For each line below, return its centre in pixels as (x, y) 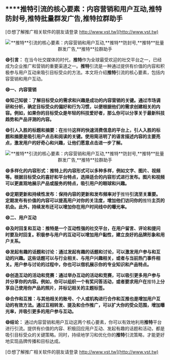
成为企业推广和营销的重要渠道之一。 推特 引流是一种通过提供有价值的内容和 (83, 66)
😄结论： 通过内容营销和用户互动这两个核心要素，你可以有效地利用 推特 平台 (83, 322)
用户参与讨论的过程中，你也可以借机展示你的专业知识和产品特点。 (83, 264)
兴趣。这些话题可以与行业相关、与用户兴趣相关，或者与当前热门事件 (85, 258)
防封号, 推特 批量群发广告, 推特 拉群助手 (64, 19)
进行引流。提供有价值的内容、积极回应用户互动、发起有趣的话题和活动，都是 (85, 328)
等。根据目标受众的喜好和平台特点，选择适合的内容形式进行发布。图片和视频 (85, 177)
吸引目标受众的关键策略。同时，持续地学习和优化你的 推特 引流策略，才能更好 (85, 335)
